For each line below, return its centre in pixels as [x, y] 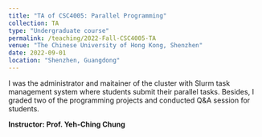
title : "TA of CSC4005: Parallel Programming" [88, 16]
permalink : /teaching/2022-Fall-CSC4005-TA [82, 38]
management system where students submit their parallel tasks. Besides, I [131, 91]
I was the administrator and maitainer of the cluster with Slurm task [119, 83]
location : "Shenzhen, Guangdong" [64, 61]
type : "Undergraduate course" [59, 30]
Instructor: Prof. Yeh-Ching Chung [67, 124]
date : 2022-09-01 [37, 53]
